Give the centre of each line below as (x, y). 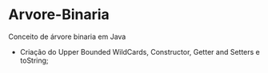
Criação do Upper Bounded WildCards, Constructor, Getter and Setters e (140, 52)
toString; (34, 60)
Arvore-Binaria (59, 15)
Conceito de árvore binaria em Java (67, 36)
